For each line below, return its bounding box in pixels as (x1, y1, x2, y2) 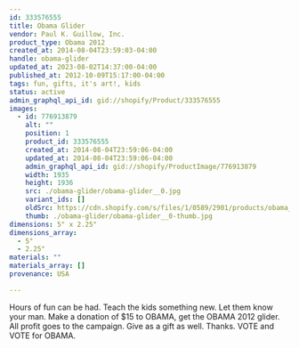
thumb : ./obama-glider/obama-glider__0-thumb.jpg (25, 211, 214, 221)
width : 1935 (25, 170, 69, 179)
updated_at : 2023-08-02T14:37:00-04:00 (9, 63, 158, 72)
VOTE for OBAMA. (9, 330, 77, 341)
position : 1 (25, 129, 69, 138)
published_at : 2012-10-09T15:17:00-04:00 (9, 71, 166, 80)
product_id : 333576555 (25, 137, 109, 146)
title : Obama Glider (9, 21, 86, 30)
